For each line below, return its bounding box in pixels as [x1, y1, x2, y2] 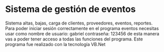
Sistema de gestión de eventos [5, 3, 136, 15]
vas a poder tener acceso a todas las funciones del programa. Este [5, 36, 143, 42]
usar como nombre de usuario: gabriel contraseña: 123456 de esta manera [5, 30, 159, 36]
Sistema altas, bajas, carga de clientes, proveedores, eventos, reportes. [5, 20, 153, 26]
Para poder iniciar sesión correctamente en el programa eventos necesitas [5, 25, 159, 31]
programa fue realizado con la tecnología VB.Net [5, 41, 106, 47]
